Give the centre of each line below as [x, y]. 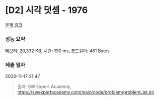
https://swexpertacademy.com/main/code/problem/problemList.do [86, 92]
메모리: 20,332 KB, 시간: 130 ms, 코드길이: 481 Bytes [58, 51]
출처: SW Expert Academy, [44, 86]
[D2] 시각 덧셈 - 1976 [46, 10]
